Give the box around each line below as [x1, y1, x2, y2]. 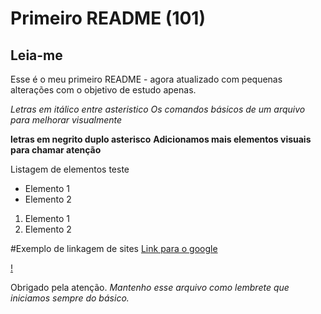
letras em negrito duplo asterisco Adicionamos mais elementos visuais [10, 133, 312, 145]
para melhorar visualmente [10, 114, 123, 126]
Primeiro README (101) [10, 7, 206, 30]
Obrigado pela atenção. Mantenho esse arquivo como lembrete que [10, 282, 290, 293]
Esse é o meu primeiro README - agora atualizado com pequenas [10, 73, 283, 85]
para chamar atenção [10, 144, 102, 156]
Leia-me [10, 47, 63, 64]
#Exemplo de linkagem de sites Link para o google [10, 243, 218, 254]
